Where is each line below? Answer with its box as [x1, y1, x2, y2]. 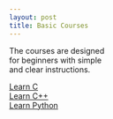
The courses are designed [9, 45, 105, 56]
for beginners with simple [9, 55, 102, 65]
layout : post [9, 12, 57, 22]
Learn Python [9, 100, 59, 110]
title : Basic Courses [9, 21, 89, 30]
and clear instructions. [9, 63, 91, 75]
